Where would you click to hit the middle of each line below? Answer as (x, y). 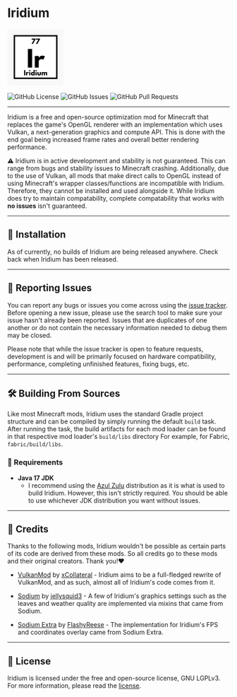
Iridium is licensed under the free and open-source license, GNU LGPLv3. (114, 678)
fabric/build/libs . (35, 444)
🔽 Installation (37, 235)
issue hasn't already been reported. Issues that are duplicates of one (107, 320)
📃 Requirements (35, 462)
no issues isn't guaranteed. (47, 206)
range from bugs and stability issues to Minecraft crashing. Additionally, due (118, 168)
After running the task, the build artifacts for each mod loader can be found (116, 429)
